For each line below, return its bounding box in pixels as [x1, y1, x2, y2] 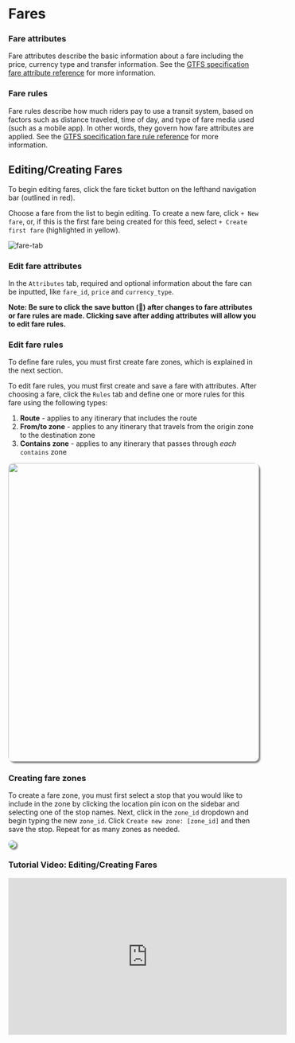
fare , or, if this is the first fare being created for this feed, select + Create [8, 217, 248, 226]
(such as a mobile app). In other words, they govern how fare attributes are [8, 123, 254, 132]
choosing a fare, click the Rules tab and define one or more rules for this [8, 389, 245, 399]
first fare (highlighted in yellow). [8, 225, 121, 235]
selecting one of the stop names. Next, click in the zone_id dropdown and [8, 807, 249, 817]
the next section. [8, 365, 64, 375]
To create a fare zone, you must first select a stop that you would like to [8, 791, 243, 800]
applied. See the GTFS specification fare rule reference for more [8, 131, 219, 141]
